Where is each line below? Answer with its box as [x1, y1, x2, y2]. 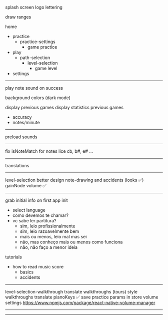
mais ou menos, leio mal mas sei [19, 234, 87, 239]
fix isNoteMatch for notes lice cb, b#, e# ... [5, 148, 93, 154]
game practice [27, 44, 57, 50]
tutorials [5, 254, 22, 260]
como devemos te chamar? [12, 212, 69, 218]
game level [34, 65, 57, 71]
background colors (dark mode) [5, 95, 71, 101]
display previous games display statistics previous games [5, 105, 124, 110]
